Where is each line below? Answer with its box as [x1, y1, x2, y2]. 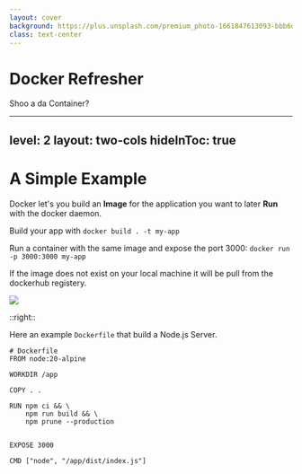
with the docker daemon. [9, 207, 102, 218]
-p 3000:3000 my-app [9, 252, 87, 261]
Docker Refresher [9, 68, 144, 89]
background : [9, 22, 54, 31]
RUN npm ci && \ [9, 401, 70, 410]
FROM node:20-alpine [9, 354, 87, 364]
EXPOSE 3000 [9, 441, 54, 450]
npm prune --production [25, 417, 115, 426]
